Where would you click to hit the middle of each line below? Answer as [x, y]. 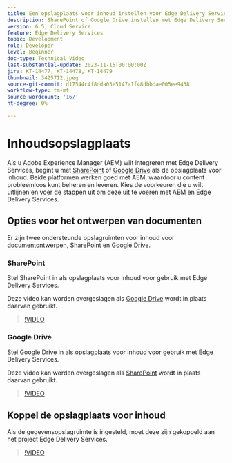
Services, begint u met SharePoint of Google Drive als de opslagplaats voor [114, 170]
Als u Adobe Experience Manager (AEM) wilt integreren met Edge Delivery [113, 162]
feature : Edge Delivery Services [55, 33]
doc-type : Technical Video [46, 59]
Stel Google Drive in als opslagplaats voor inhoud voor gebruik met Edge [110, 352]
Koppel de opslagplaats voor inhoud [86, 415]
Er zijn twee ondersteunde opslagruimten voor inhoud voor [91, 237]
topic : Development [35, 39]
